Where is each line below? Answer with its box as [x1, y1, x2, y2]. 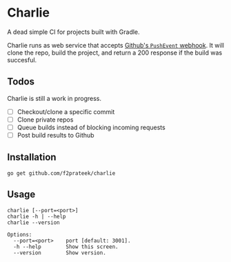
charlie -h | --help [7, 213, 67, 220]
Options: [7, 231, 32, 238]
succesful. [7, 55, 37, 64]
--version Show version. [13, 249, 107, 256]
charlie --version [7, 219, 60, 226]
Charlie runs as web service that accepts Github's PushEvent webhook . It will [7, 41, 224, 49]
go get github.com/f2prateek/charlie [7, 169, 116, 177]
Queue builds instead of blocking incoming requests [17, 123, 165, 131]
